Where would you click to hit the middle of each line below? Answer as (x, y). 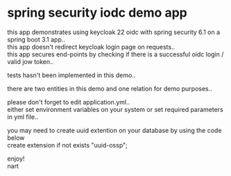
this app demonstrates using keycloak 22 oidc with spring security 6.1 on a (114, 32)
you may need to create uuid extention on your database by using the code (114, 130)
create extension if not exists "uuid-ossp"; (68, 145)
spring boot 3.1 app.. (36, 39)
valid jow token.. (31, 61)
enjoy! (16, 159)
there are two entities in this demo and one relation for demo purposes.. (110, 88)
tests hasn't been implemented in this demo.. (71, 75)
